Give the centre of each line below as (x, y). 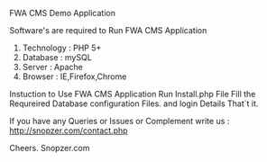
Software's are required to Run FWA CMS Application (108, 30)
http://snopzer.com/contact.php (69, 130)
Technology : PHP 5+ (62, 48)
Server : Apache (53, 67)
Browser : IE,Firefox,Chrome (74, 76)
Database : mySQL (57, 57)
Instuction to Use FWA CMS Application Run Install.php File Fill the (133, 94)
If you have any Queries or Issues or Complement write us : (120, 121)
